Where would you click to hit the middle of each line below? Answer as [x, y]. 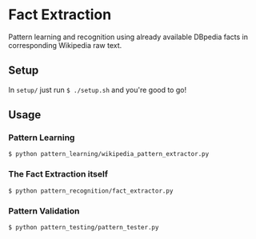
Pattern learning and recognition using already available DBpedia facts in [128, 37]
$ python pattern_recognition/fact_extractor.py [91, 191]
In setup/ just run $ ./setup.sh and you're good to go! [97, 90]
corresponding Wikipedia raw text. [65, 45]
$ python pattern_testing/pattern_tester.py [84, 228]
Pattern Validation [44, 211]
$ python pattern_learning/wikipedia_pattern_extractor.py [109, 154]
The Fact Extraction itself [58, 174]
